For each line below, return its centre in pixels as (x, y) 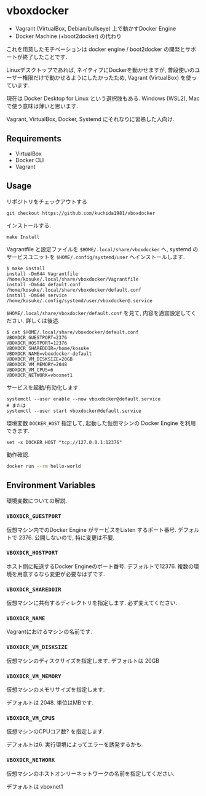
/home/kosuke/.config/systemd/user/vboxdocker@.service (79, 301)
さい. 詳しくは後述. (36, 321)
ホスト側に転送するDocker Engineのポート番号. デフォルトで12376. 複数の (100, 566)
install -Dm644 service (37, 295)
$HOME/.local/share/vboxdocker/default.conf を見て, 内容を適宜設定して (99, 313)
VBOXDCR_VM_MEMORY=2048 (37, 364)
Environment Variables (51, 485)
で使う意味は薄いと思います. (42, 106)
